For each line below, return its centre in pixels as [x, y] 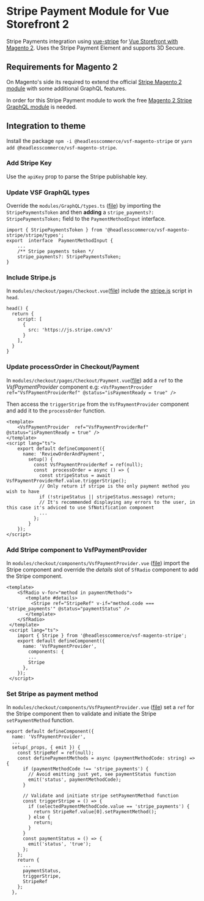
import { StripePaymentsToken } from [54, 230]
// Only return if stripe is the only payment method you [114, 486]
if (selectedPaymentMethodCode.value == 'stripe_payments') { [109, 807]
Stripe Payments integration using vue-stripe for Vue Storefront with [92, 41]
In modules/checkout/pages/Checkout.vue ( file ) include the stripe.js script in [99, 291]
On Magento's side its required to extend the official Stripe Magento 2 [94, 82]
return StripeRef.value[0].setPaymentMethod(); [95, 812]
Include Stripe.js [31, 278]
